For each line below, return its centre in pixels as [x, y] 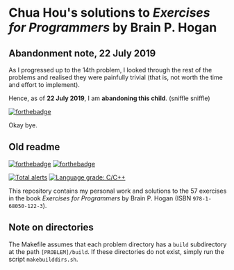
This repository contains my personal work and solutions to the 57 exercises [118, 191]
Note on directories [51, 228]
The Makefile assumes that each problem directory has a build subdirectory [118, 244]
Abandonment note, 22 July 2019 [82, 53]
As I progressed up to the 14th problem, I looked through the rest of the [110, 70]
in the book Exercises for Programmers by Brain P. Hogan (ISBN [100, 198]
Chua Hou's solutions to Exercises [109, 13]
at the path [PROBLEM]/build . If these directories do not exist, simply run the [117, 251]
